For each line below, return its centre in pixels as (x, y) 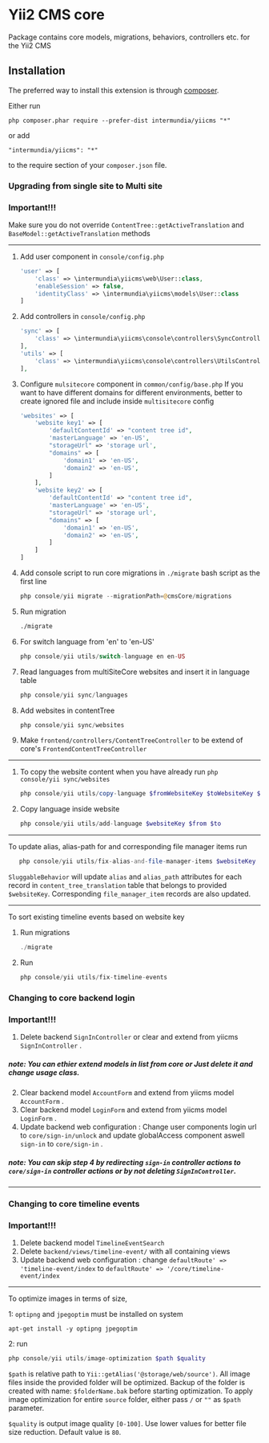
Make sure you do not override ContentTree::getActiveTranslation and (126, 225)
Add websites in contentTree (67, 710)
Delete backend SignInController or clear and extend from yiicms (129, 1037)
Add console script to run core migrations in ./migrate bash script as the (140, 573)
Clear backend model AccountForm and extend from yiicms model (127, 1093)
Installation (37, 71)
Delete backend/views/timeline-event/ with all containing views (125, 1252)
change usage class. (44, 1072)
